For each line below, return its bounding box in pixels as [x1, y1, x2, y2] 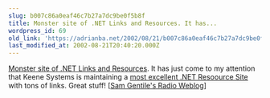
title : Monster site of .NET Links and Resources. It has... [8, 19, 218, 27]
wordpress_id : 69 [8, 27, 67, 35]
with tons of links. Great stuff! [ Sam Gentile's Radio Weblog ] [8, 81, 207, 91]
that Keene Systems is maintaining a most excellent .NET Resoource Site [8, 72, 249, 82]
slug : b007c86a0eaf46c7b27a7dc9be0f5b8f [8, 11, 146, 20]
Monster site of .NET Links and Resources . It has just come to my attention [8, 63, 256, 73]
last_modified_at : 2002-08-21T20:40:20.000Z [8, 42, 160, 50]
